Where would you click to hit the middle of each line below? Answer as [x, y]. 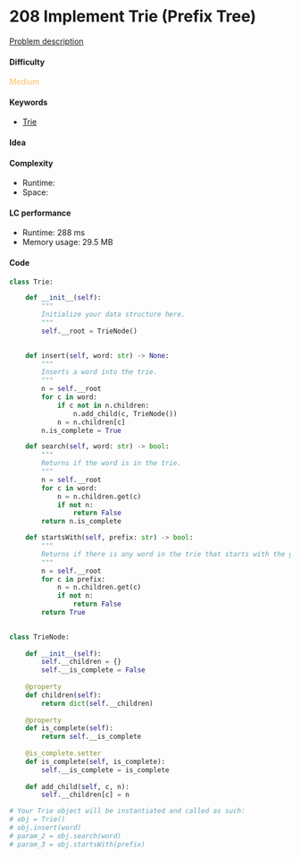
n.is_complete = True [82, 430]
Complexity [31, 163]
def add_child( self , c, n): [77, 786]
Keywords [29, 102]
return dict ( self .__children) [97, 703]
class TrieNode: [39, 637]
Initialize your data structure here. [113, 315]
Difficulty [27, 62]
